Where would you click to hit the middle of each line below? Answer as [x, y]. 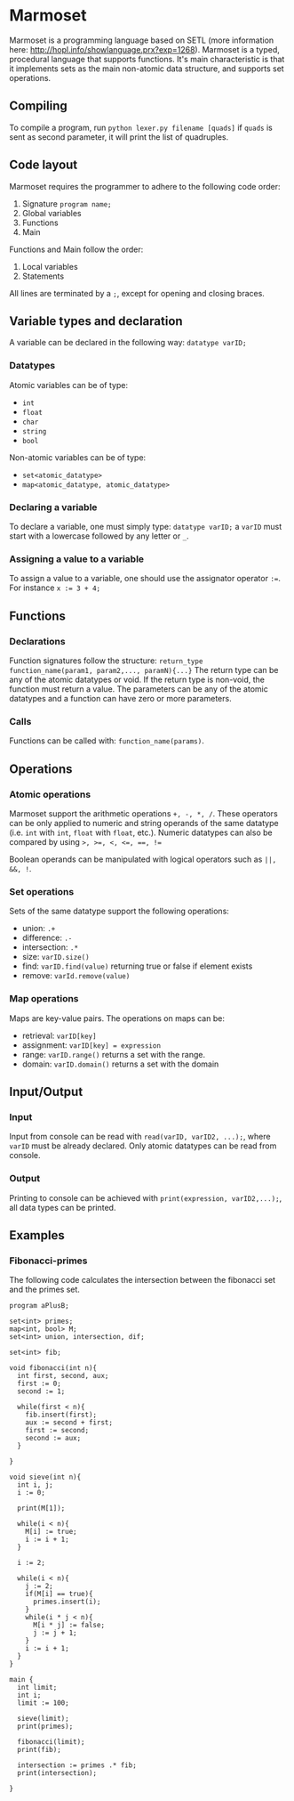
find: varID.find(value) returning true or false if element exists [137, 966]
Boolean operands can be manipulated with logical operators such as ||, [143, 859]
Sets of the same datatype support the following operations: [119, 911]
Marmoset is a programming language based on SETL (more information [142, 40]
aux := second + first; [69, 1423]
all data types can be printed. [63, 1207]
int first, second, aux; [63, 1376]
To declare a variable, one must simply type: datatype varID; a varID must [146, 526]
